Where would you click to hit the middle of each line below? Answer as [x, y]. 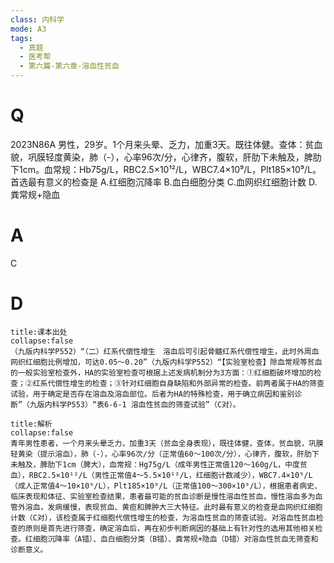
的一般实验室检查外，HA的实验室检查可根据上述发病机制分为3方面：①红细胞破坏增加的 [162, 372]
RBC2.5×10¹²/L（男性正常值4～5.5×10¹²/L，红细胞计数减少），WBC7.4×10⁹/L [170, 475]
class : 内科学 [37, 19]
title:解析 [31, 424]
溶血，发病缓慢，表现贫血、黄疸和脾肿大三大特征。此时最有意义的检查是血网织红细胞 [173, 507]
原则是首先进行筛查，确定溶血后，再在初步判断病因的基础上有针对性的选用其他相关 [170, 528]
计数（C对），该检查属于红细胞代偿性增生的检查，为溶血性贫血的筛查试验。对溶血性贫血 [163, 517]
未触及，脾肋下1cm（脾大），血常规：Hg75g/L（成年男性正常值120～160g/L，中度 [155, 464]
